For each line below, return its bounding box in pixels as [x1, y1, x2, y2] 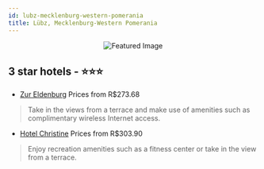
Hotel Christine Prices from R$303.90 [19, 129, 143, 139]
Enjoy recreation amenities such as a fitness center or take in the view [27, 144, 257, 154]
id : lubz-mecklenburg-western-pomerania [8, 11, 144, 20]
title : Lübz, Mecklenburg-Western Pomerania [8, 19, 158, 27]
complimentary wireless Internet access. [27, 113, 161, 123]
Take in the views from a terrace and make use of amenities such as [27, 105, 251, 115]
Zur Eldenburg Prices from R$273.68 [19, 90, 140, 99]
